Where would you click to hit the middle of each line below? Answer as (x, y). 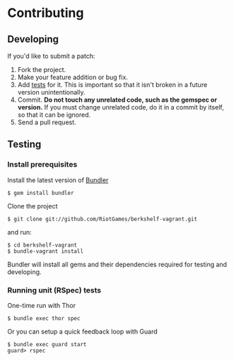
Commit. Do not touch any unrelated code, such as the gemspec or (117, 100)
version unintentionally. (51, 92)
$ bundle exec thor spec (44, 318)
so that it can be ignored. (54, 115)
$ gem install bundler (41, 193)
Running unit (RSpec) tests (54, 290)
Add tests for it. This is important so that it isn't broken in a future (112, 85)
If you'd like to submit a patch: (51, 56)
